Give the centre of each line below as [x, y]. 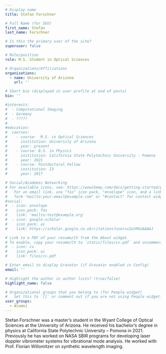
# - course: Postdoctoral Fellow [43, 165]
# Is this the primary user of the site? [48, 42]
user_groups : [19, 302]
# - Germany [19, 114]
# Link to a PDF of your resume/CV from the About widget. [67, 238]
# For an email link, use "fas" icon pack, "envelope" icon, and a [78, 192]
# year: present [27, 146]
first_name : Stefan [25, 28]
